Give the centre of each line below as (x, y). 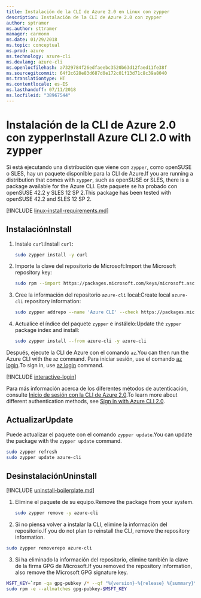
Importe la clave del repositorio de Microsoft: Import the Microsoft (95, 266)
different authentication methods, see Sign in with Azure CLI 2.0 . (86, 401)
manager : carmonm (28, 34)
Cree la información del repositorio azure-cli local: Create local (92, 295)
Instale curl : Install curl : (44, 244)
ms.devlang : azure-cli (34, 62)
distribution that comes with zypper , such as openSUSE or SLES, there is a (98, 180)
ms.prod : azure (25, 51)
